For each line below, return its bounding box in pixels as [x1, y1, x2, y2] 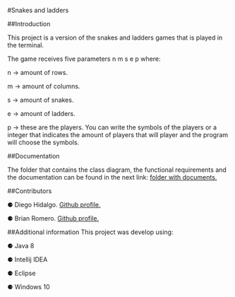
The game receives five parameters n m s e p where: [7, 54, 161, 63]
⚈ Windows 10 [7, 283, 50, 291]
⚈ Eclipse [7, 269, 36, 277]
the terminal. [7, 41, 44, 49]
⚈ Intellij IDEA [7, 255, 48, 264]
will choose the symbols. [7, 138, 80, 146]
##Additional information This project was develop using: [7, 228, 174, 236]
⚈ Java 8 [7, 242, 35, 250]
